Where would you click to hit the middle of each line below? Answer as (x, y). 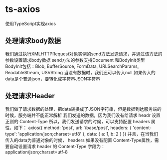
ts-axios (23, 9)
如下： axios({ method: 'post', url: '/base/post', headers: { (73, 128)
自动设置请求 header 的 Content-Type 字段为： (57, 146)
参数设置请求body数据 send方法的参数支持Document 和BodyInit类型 (75, 60)
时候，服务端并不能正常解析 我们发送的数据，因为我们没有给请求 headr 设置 (83, 115)
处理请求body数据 (33, 41)
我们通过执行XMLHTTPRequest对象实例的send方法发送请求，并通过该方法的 (84, 54)
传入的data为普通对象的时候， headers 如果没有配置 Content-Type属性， (80, 140)
